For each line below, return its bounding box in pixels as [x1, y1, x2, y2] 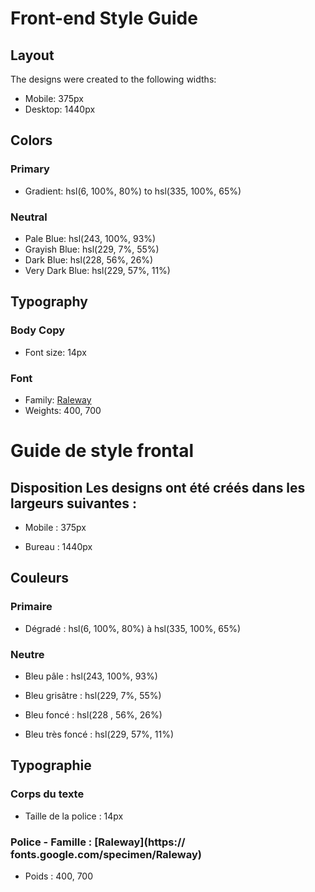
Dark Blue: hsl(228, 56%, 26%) [24, 253, 154, 266]
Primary [10, 162, 50, 176]
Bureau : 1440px [24, 540, 93, 552]
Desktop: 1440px [24, 103, 96, 115]
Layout [10, 47, 55, 64]
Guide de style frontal [10, 440, 195, 462]
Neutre [10, 647, 45, 661]
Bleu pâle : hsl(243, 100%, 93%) [24, 670, 158, 682]
